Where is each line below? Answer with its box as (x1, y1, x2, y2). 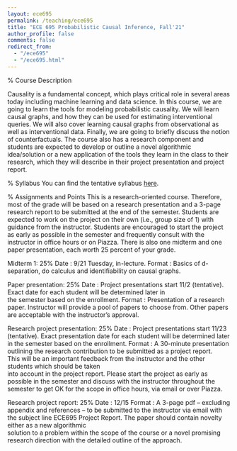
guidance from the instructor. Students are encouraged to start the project (7, 223, 224, 231)
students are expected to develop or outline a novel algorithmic (7, 143, 192, 151)
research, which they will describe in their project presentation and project (7, 157, 224, 166)
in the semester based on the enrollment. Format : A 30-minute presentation (7, 339, 230, 347)
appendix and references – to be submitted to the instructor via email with (7, 406, 223, 414)
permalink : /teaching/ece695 (7, 17, 93, 24)
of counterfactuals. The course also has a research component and (7, 135, 204, 143)
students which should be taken (7, 362, 100, 370)
